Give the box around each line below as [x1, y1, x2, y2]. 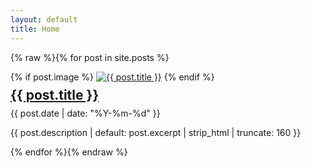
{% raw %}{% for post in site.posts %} [10, 51, 170, 63]
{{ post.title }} [10, 86, 100, 103]
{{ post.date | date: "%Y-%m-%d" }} [10, 107, 161, 119]
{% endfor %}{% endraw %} [10, 146, 128, 158]
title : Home [10, 24, 60, 34]
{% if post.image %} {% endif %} [10, 71, 215, 83]
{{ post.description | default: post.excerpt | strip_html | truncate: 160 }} [10, 126, 302, 138]
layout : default [10, 14, 78, 25]
